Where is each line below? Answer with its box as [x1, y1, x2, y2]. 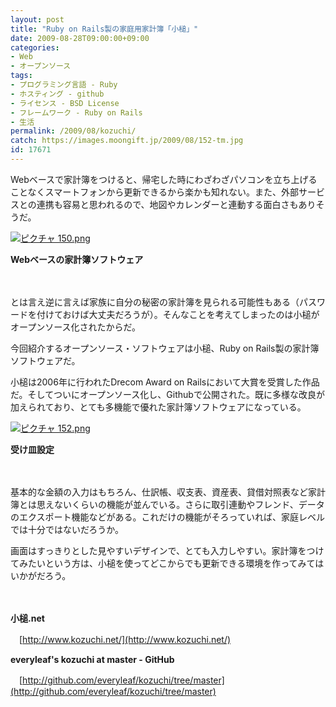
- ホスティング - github [10, 89, 105, 99]
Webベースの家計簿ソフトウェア [10, 253, 144, 265]
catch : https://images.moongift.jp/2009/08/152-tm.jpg [10, 136, 244, 146]
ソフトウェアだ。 [10, 354, 81, 366]
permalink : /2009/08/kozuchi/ [10, 126, 137, 136]
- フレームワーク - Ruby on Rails [10, 107, 143, 118]
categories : [10, 42, 60, 53]
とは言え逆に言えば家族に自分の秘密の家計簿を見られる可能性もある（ [10, 296, 300, 308]
